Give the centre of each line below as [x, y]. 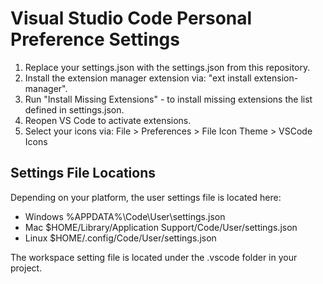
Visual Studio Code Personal [131, 18]
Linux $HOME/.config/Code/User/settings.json [120, 238]
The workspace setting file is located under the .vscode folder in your [154, 257]
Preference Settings [95, 39]
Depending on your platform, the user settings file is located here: [146, 197]
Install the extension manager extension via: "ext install [138, 78]
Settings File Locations [83, 173]
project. [26, 268]
